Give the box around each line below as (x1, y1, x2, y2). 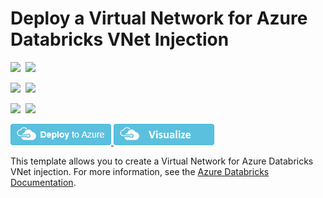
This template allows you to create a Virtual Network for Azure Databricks (10, 155, 314, 167)
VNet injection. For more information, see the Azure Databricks (10, 165, 270, 177)
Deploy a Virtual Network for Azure (10, 7, 308, 30)
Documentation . (10, 176, 77, 188)
